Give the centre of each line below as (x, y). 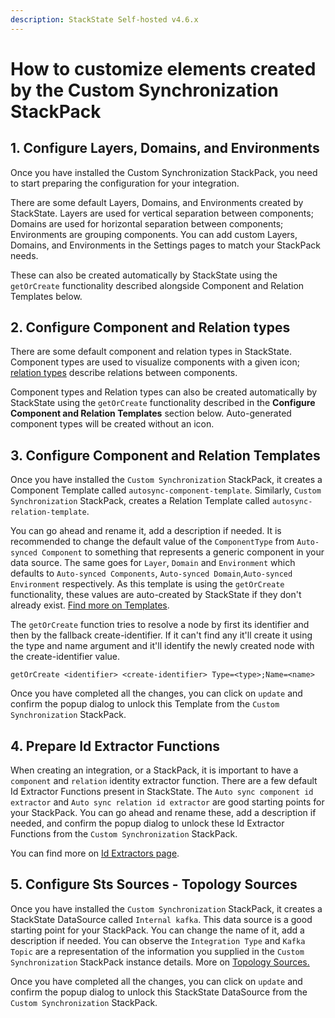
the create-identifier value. (65, 657)
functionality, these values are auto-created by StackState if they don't (156, 595)
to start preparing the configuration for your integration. (125, 183)
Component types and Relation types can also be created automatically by (164, 392)
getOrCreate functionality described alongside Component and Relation (157, 285)
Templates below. (46, 296)
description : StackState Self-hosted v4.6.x (104, 19)
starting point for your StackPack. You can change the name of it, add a (157, 930)
